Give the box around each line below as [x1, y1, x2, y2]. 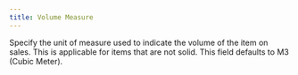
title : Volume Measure [9, 12, 94, 22]
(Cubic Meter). [9, 56, 63, 66]
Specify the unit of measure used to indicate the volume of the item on [9, 37, 269, 48]
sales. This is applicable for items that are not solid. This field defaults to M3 [9, 46, 290, 57]
